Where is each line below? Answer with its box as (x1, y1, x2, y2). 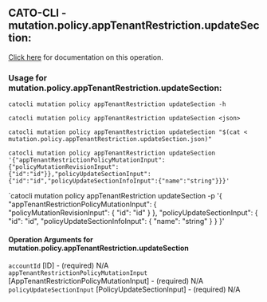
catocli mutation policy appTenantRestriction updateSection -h (8, 100, 226, 108)
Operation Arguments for (8, 234, 94, 244)
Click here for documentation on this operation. (8, 52, 163, 62)
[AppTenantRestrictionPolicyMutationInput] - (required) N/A (8, 277, 204, 286)
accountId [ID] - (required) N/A (8, 261, 109, 270)
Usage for (8, 72, 48, 83)
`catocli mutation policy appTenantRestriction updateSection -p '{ (8, 191, 223, 201)
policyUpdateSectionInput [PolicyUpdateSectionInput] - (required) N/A (8, 284, 241, 294)
